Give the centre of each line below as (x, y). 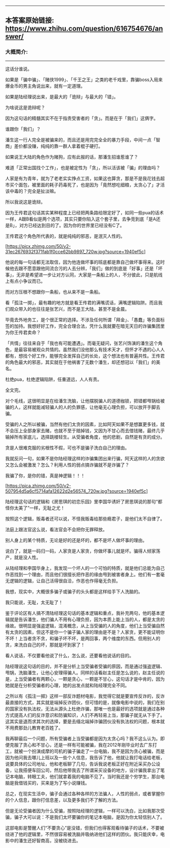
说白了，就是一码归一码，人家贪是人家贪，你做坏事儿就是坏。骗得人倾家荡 (83, 551)
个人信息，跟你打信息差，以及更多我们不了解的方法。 (65, 800)
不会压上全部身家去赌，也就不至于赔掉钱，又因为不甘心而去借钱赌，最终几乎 (85, 430)
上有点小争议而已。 (25, 281)
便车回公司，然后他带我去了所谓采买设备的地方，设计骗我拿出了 (94, 770)
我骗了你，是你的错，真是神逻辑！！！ (45, 475)
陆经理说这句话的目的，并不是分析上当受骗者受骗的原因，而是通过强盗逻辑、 (85, 666)
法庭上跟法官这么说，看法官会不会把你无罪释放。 (56, 529)
